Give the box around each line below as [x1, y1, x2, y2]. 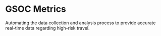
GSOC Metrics [5, 3, 67, 15]
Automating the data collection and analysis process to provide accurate [5, 20, 156, 26]
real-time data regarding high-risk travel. [5, 25, 90, 31]
